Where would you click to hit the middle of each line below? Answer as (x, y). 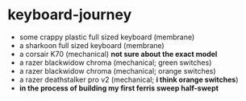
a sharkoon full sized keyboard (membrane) (92, 45)
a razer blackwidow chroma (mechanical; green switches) (115, 63)
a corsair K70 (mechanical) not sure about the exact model (118, 54)
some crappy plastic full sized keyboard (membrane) (107, 37)
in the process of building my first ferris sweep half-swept (119, 88)
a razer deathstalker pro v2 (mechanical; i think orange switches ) (129, 79)
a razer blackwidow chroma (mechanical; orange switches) (117, 71)
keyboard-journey (70, 15)
